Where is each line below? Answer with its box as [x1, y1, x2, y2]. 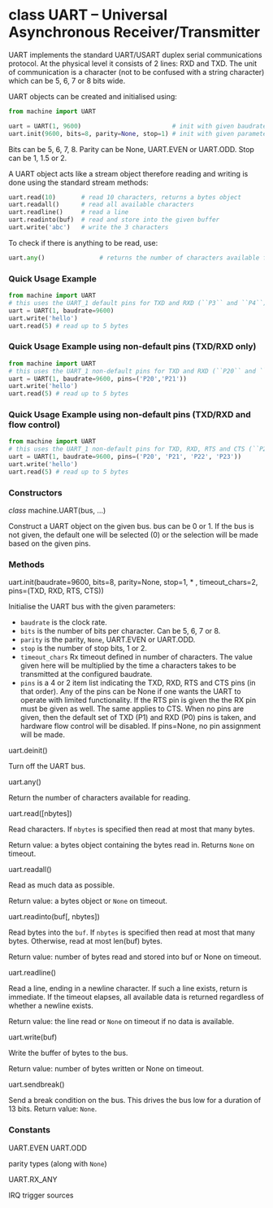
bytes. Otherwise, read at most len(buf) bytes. [8, 936, 162, 946]
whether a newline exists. [8, 1001, 93, 1010]
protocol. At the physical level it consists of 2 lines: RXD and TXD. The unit [8, 59, 258, 68]
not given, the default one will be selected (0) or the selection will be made [8, 530, 258, 540]
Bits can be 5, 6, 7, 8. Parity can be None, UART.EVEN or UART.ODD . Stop [8, 144, 254, 154]
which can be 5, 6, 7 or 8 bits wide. [8, 76, 126, 85]
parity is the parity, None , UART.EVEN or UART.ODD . [19, 635, 196, 644]
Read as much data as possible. [8, 880, 115, 890]
